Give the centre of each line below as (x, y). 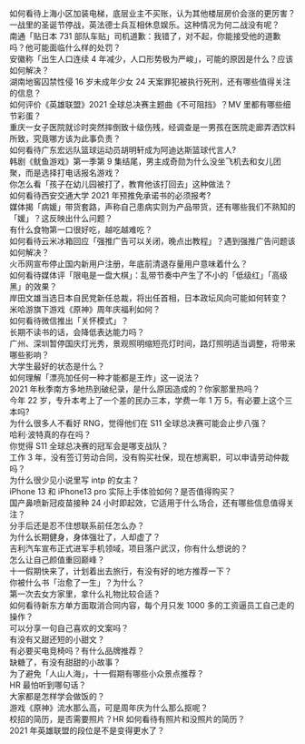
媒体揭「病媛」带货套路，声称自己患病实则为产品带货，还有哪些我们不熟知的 (152, 207)
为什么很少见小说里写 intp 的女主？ (74, 480)
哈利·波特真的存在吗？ (51, 434)
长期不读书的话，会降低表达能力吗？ (77, 332)
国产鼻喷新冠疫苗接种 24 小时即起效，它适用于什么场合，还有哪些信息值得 (148, 503)
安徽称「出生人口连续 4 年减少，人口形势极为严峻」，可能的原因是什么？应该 (151, 59)
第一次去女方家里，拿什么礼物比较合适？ (85, 594)
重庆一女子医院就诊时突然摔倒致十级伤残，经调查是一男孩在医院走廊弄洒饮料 (152, 127)
